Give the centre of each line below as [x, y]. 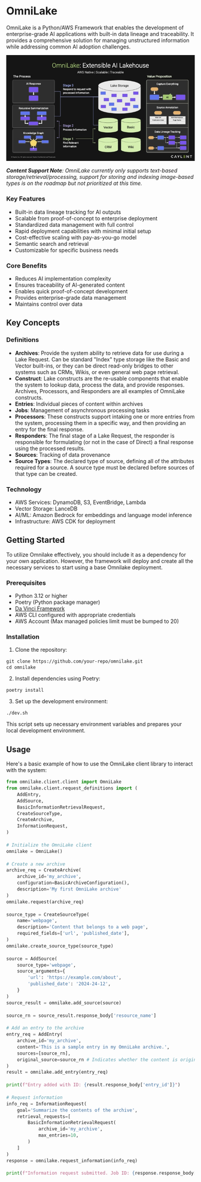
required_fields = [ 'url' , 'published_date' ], [73, 934]
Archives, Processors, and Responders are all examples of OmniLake [100, 391]
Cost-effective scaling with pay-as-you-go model [76, 237]
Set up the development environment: [61, 701]
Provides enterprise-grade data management [71, 298]
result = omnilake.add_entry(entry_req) [57, 1072]
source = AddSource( [32, 959]
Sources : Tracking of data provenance [63, 455]
